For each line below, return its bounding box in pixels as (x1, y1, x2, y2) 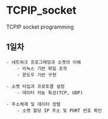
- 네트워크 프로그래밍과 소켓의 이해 (6, 59, 81, 65)
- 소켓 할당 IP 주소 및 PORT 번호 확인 (17, 108, 103, 114)
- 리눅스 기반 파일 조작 (17, 65, 67, 71)
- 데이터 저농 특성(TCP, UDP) (17, 90, 84, 96)
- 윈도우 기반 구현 (17, 72, 57, 78)
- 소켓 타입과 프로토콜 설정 (6, 83, 65, 89)
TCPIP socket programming (6, 23, 74, 30)
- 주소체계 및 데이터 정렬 (6, 101, 61, 107)
